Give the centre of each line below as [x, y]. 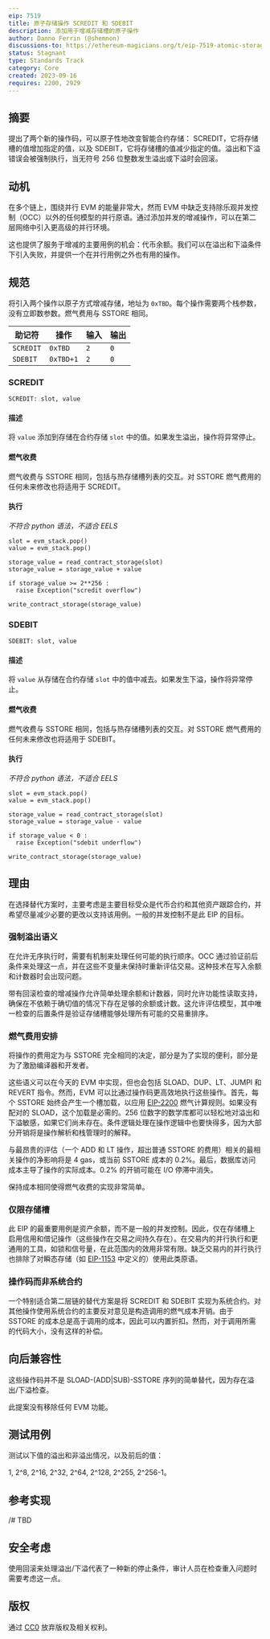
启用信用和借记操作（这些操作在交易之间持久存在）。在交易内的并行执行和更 [133, 1238]
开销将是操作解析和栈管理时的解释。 [75, 1133]
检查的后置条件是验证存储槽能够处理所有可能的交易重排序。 [114, 1013]
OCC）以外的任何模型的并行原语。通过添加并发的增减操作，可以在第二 [139, 217]
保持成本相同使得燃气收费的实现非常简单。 [79, 1187]
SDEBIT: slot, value [43, 641]
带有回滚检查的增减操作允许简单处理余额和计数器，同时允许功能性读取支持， [135, 993]
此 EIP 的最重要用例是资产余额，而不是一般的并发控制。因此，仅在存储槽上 [132, 1229]
